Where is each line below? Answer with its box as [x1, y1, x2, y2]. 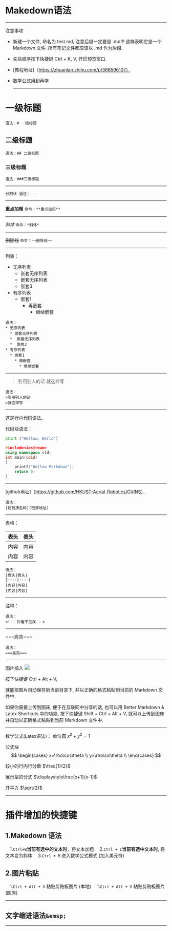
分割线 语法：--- [5, 191, 37, 196]
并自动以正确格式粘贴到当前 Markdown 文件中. [5, 717, 103, 723]
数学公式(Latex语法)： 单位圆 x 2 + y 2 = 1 [5, 732, 91, 739]
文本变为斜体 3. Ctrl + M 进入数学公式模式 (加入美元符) [5, 852, 124, 859]
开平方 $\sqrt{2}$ [5, 785, 42, 791]
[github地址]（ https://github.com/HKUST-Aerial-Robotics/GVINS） [5, 489, 146, 495]
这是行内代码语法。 [5, 415, 46, 421]
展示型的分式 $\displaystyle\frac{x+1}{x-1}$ [5, 774, 97, 780]
